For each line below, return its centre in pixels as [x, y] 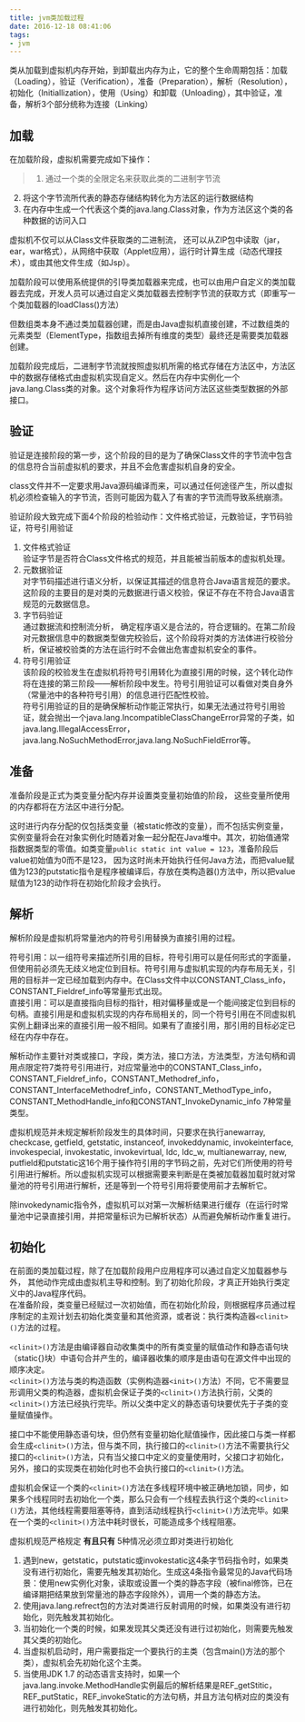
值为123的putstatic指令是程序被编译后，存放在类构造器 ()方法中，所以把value [152, 871]
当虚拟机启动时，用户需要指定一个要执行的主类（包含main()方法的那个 [154, 1651]
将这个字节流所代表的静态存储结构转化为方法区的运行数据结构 [138, 198]
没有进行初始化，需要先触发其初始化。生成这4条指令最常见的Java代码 [153, 1572]
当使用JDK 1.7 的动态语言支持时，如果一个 [101, 1674]
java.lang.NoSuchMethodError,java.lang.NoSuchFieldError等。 [139, 740]
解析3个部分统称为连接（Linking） [89, 105]
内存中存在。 [49, 1036]
